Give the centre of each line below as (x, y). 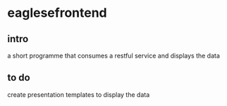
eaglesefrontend (57, 13)
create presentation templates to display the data (79, 94)
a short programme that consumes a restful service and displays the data (114, 55)
